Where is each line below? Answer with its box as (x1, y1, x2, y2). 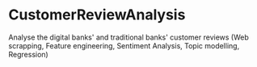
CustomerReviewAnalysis (8, 6, 186, 24)
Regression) (8, 49, 48, 59)
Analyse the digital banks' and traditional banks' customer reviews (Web (8, 32, 249, 42)
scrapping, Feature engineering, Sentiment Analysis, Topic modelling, (8, 40, 240, 50)
